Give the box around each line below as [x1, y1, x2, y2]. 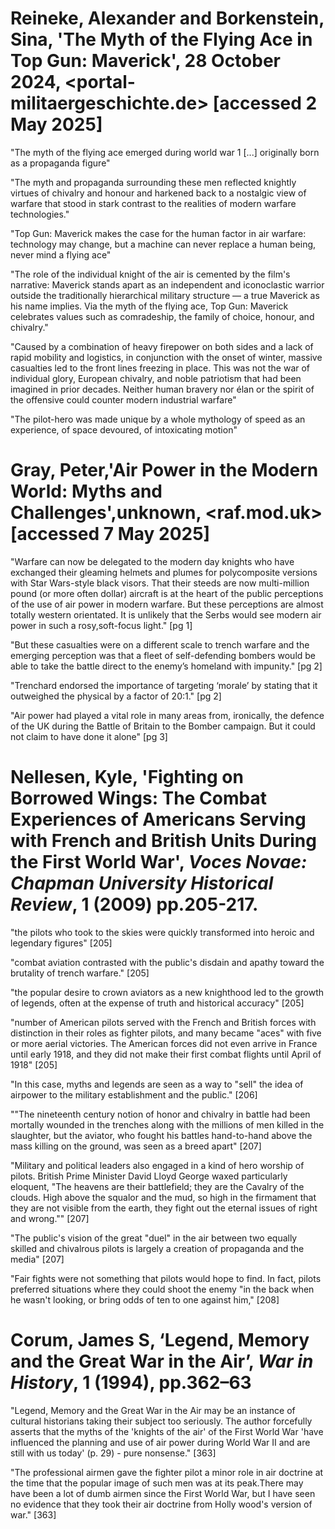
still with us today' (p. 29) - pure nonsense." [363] [10, 1447, 217, 1459]
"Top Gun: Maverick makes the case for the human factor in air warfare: [10, 227, 307, 239]
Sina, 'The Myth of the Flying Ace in [10, 28, 313, 51]
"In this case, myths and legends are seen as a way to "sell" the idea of [10, 1078, 304, 1090]
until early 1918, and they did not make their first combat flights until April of [10, 1048, 322, 1060]
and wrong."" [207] [10, 1212, 90, 1224]
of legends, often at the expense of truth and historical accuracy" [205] [10, 997, 305, 1009]
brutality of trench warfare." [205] [10, 967, 150, 979]
